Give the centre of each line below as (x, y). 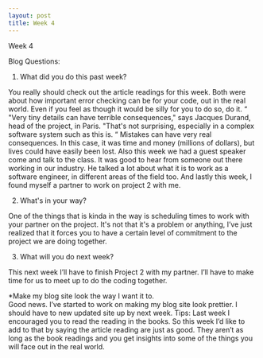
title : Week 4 (32, 23)
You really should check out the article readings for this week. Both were (127, 91)
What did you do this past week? (73, 76)
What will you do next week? (66, 256)
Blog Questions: (35, 61)
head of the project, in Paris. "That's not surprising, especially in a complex (131, 126)
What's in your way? (53, 200)
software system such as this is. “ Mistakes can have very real (110, 134)
